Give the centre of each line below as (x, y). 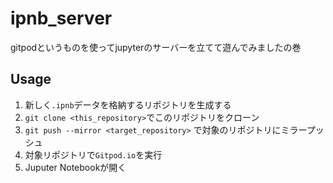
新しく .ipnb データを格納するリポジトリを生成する (128, 104)
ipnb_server (61, 18)
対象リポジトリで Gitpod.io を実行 (93, 154)
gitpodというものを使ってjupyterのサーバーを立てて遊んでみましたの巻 (156, 47)
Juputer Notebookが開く (75, 167)
